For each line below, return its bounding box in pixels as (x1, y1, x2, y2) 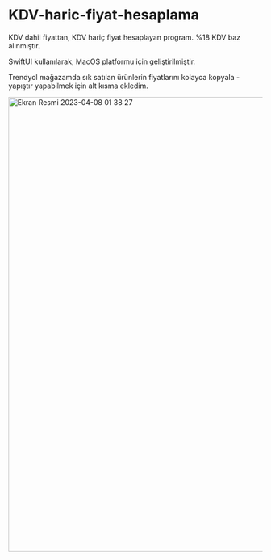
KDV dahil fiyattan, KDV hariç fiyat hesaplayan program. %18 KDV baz (8, 32, 241, 42)
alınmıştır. (8, 40, 40, 50)
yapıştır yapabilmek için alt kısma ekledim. (8, 81, 148, 91)
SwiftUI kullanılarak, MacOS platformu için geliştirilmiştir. (8, 57, 196, 66)
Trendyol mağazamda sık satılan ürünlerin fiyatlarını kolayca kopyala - (8, 72, 240, 82)
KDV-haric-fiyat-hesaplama (8, 6, 200, 24)
